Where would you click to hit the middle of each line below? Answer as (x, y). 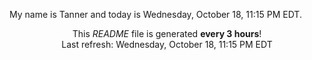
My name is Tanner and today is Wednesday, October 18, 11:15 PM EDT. (155, 14)
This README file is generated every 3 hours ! (167, 33)
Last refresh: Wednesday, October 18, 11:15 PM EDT (167, 44)
